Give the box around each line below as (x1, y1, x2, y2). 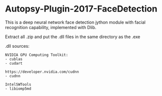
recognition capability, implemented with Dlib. (5, 24, 97, 30)
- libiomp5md (5, 86, 32, 91)
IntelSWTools (5, 82, 32, 87)
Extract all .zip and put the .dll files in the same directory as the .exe (5, 34, 141, 40)
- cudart (5, 61, 23, 66)
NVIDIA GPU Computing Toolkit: (5, 52, 68, 57)
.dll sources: (5, 43, 30, 49)
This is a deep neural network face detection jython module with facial (5, 19, 146, 25)
